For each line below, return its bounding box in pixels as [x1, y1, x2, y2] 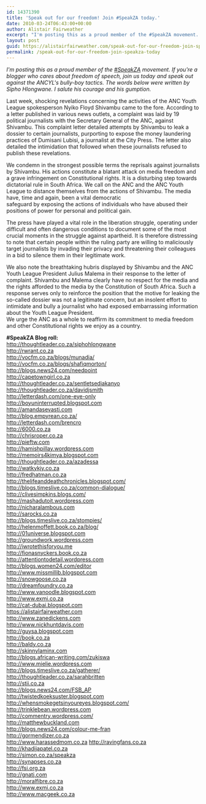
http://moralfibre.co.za [6, 777, 63, 784]
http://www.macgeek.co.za [6, 790, 75, 798]
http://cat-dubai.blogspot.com [6, 601, 83, 608]
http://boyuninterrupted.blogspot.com [6, 399, 102, 406]
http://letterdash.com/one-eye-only [6, 392, 96, 400]
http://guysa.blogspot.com [6, 627, 74, 635]
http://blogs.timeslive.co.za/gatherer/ [6, 667, 101, 674]
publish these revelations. [6, 149, 72, 157]
